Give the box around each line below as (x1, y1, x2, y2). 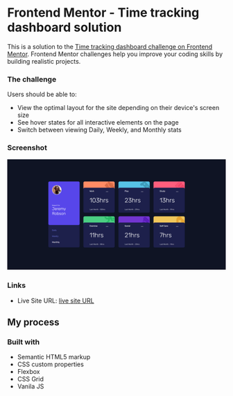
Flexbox (17, 368, 40, 376)
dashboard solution (7, 19, 122, 35)
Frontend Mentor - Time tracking (7, 5, 200, 21)
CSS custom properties (17, 360, 85, 368)
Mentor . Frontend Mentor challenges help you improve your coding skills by (7, 50, 223, 58)
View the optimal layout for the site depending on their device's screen (17, 104, 220, 112)
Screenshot (7, 143, 47, 153)
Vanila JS (17, 382, 44, 390)
